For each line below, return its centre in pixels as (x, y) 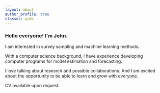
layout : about (20, 10)
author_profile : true (27, 14)
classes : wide (20, 19)
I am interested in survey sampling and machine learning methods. (72, 46)
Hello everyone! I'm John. (36, 36)
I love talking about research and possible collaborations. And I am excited (80, 70)
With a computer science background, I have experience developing (74, 56)
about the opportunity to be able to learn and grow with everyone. (72, 76)
